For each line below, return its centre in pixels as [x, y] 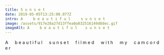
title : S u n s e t [25, 10]
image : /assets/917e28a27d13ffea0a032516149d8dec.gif [62, 23]
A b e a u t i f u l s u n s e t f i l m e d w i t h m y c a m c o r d [82, 43]
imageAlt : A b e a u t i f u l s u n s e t [57, 28]
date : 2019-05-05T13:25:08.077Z [38, 14]
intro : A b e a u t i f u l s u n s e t [55, 19]
